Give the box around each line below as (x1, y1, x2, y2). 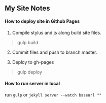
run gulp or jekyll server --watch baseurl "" (5, 91, 102, 98)
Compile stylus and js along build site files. (12, 29, 102, 36)
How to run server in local (5, 81, 60, 87)
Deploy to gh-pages (12, 59, 54, 65)
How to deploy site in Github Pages (5, 18, 80, 24)
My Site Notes (5, 4, 50, 13)
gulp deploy (17, 68, 43, 75)
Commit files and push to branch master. (12, 49, 97, 55)
